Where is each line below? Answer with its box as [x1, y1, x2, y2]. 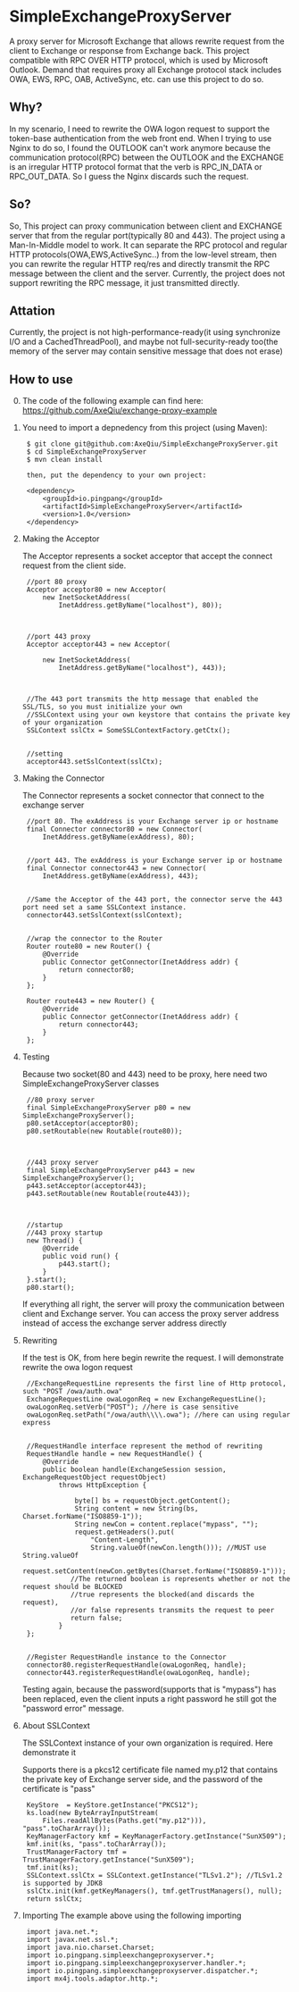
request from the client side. [21, 560, 127, 571]
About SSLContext [21, 1720, 91, 1731]
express [21, 1419, 51, 1427]
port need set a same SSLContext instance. [21, 903, 187, 912]
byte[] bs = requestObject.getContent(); [74, 1496, 231, 1506]
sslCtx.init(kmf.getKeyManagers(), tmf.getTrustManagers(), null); [26, 1887, 283, 1896]
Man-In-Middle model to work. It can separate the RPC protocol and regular [9, 239, 287, 250]
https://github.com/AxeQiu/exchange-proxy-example [21, 405, 218, 416]
